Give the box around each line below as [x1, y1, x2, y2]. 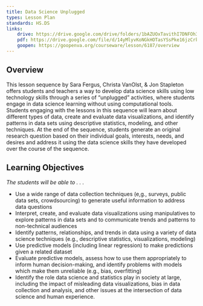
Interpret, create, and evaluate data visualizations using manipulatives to [14, 209, 195, 217]
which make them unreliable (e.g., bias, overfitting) [14, 267, 142, 275]
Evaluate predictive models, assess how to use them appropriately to [14, 254, 187, 261]
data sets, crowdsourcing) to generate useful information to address [14, 197, 185, 204]
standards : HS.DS [6, 20, 50, 26]
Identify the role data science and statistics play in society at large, [14, 273, 182, 281]
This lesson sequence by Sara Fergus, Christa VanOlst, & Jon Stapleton [6, 81, 184, 88]
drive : [17, 31, 34, 37]
